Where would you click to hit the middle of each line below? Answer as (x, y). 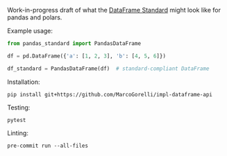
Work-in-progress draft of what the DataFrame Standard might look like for (114, 10)
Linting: (18, 133)
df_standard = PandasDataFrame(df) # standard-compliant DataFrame (108, 69)
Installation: (24, 82)
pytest (17, 120)
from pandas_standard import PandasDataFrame (74, 44)
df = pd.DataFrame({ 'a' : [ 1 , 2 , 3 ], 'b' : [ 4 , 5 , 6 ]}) (87, 56)
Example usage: (30, 31)
